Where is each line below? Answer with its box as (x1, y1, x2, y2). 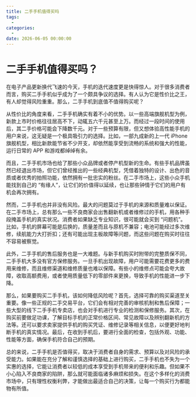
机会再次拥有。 (6, 189, 42, 196)
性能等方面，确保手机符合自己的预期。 (6, 336, 98, 343)
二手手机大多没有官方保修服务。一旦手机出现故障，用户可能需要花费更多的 (6, 257, 185, 264)
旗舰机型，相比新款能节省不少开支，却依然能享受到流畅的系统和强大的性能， (6, 139, 190, 146)
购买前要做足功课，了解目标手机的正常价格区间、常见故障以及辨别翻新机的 (6, 314, 185, 321)
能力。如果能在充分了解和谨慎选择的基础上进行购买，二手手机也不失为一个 (10, 355, 190, 362)
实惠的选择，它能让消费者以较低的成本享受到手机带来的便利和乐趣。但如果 (6, 362, 185, 369)
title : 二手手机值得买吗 (6, 8, 60, 15)
